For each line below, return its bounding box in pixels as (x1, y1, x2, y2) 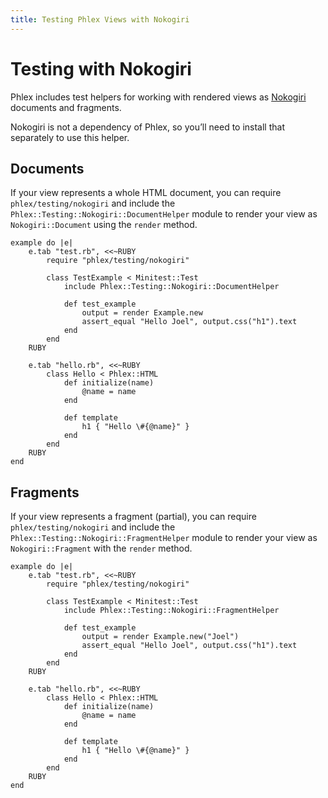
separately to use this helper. (10, 131, 130, 143)
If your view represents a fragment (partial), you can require (10, 511, 257, 523)
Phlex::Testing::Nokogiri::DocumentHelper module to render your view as (10, 208, 318, 220)
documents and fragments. (10, 101, 122, 113)
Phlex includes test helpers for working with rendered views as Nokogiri (10, 91, 307, 103)
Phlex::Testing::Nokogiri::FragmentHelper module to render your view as (10, 532, 318, 544)
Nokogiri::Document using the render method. (10, 219, 198, 231)
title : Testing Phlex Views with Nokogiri (10, 14, 190, 25)
